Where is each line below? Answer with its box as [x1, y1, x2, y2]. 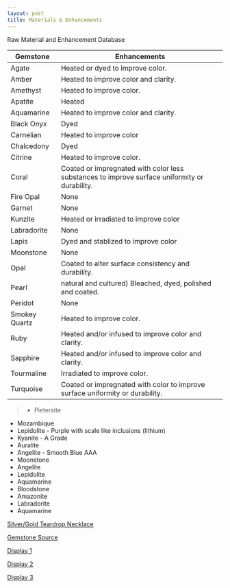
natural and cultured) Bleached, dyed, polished [60, 279, 212, 288]
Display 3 [7, 573, 34, 581]
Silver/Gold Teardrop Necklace [7, 519, 94, 528]
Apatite [10, 97, 34, 106]
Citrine [10, 152, 32, 162]
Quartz [10, 318, 33, 327]
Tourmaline [10, 368, 47, 378]
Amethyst [10, 85, 42, 95]
